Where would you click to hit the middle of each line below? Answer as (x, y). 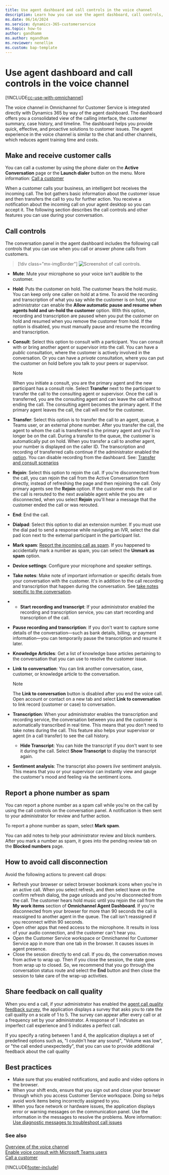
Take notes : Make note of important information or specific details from (87, 576)
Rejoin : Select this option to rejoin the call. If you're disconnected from (86, 473)
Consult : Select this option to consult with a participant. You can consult (88, 342)
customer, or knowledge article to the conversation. (66, 674)
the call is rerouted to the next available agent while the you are (78, 494)
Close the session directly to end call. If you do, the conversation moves (87, 954)
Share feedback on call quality (54, 992)
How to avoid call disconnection (57, 862)
